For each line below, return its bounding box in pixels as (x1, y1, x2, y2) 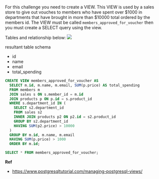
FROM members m (9, 87, 40, 92)
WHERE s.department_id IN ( (9, 101, 66, 106)
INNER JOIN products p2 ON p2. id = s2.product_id (14, 114, 116, 119)
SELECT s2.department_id (14, 105, 64, 111)
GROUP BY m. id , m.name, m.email (9, 132, 75, 137)
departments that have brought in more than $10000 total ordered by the (5, 15, 150, 20)
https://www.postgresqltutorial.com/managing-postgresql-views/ (12, 168, 143, 174)
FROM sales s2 (14, 110, 42, 115)
